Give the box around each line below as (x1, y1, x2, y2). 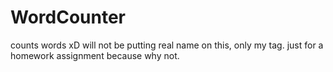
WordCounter (10, 6, 127, 29)
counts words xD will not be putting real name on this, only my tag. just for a (10, 39, 324, 51)
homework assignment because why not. (10, 49, 180, 61)
